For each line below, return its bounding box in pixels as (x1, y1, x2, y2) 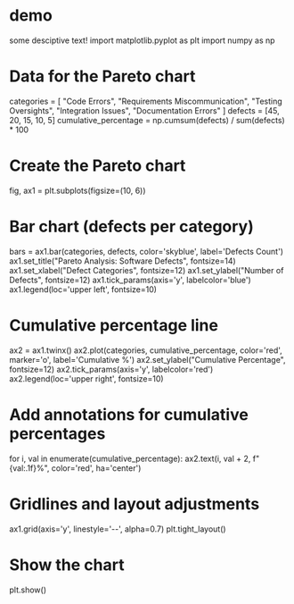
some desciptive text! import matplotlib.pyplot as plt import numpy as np (9, 35, 275, 46)
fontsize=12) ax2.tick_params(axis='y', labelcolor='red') (9, 364, 214, 374)
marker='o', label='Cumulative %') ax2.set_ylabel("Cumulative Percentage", (9, 354, 287, 365)
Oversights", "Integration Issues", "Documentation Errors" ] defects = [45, (9, 105, 281, 116)
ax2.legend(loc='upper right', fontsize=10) (9, 373, 164, 384)
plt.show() (9, 584, 47, 595)
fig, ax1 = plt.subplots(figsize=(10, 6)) (9, 185, 146, 196)
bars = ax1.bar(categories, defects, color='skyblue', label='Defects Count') (9, 246, 283, 256)
